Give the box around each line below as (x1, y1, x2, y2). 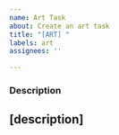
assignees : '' (9, 47, 63, 56)
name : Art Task (9, 13, 66, 22)
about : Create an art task (9, 22, 110, 31)
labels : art (9, 38, 54, 48)
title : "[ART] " (9, 30, 70, 39)
